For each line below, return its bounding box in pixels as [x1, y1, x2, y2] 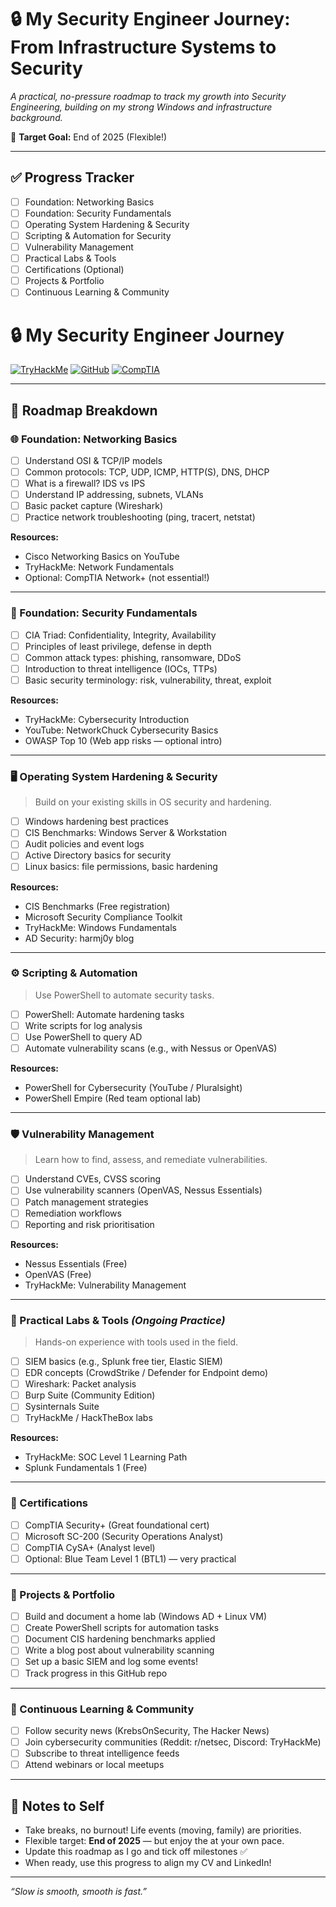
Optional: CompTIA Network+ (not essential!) [24, 572, 210, 584]
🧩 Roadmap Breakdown [10, 402, 158, 419]
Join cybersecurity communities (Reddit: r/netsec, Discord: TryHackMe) [24, 1736, 322, 1748]
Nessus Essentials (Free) [24, 1257, 128, 1270]
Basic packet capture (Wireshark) [24, 500, 164, 512]
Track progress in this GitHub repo [24, 1667, 168, 1679]
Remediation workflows [24, 1207, 122, 1219]
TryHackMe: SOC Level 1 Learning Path [24, 1451, 188, 1463]
